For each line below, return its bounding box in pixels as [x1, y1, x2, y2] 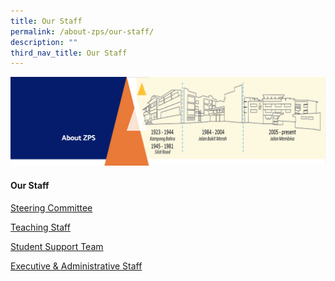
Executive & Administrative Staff [10, 260, 143, 272]
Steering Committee [10, 201, 93, 214]
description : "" [10, 37, 78, 47]
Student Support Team [10, 240, 104, 252]
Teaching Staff [10, 221, 71, 233]
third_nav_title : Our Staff [10, 48, 128, 58]
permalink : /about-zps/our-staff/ [10, 26, 155, 37]
